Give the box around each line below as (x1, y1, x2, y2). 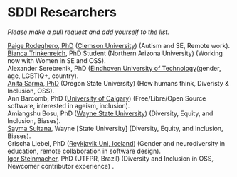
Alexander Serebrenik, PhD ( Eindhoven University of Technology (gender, (7, 64, 221, 72)
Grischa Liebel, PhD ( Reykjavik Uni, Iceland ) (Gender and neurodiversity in (7, 139, 226, 147)
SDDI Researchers (7, 4, 117, 21)
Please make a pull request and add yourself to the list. (7, 28, 169, 36)
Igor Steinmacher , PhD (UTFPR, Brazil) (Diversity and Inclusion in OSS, (7, 154, 214, 163)
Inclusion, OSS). (7, 86, 55, 95)
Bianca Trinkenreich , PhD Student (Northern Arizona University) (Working (7, 49, 223, 57)
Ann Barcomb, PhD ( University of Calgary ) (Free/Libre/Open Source (7, 93, 206, 103)
